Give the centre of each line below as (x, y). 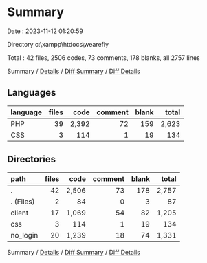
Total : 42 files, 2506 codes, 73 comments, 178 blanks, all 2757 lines (104, 57)
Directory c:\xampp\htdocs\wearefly (58, 44)
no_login (24, 235)
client (20, 213)
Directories (32, 159)
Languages (32, 93)
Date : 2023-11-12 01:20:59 (45, 31)
